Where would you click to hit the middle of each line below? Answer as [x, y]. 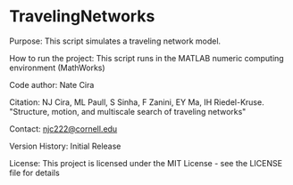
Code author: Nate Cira [52, 84]
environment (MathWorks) [57, 68]
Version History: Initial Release [65, 146]
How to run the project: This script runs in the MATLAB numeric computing [146, 58]
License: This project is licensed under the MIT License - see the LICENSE [146, 163]
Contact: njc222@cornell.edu [63, 129]
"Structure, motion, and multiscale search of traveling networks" [128, 111]
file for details [34, 173]
